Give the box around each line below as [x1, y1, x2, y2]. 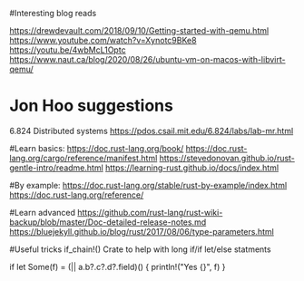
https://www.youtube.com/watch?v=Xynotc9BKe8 [9, 35, 197, 45]
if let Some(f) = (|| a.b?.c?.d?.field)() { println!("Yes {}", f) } [9, 261, 226, 272]
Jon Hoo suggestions [9, 95, 174, 116]
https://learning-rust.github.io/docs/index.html [105, 162, 279, 173]
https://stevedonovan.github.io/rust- [159, 152, 295, 163]
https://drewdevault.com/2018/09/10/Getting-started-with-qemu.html [9, 25, 270, 35]
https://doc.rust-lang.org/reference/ [9, 189, 144, 200]
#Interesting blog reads [9, 8, 97, 18]
